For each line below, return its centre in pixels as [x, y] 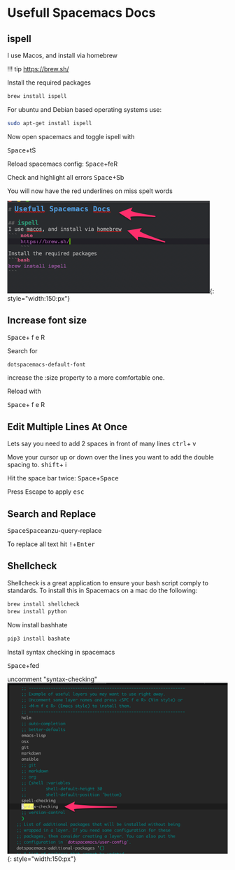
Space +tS [22, 150]
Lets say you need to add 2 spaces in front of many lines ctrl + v [102, 444]
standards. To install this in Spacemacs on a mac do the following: [102, 590]
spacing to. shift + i [37, 465]
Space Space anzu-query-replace [55, 531]
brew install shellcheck [43, 604]
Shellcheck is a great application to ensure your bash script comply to [108, 583]
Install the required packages [49, 83]
